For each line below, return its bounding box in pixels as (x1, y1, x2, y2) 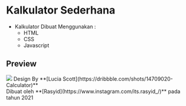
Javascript (23, 42, 50, 49)
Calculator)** (6, 81, 38, 88)
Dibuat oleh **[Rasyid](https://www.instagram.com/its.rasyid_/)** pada (6, 88, 181, 95)
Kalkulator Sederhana (6, 4, 116, 17)
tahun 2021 (6, 94, 34, 101)
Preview (6, 59, 37, 69)
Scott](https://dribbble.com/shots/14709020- (63, 75, 173, 82)
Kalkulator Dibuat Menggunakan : (14, 23, 96, 30)
